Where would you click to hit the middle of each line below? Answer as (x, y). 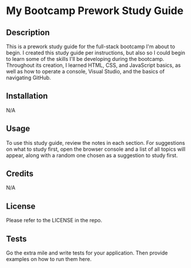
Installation (27, 96)
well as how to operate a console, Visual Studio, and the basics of (86, 71)
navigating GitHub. (29, 78)
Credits (20, 174)
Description (28, 33)
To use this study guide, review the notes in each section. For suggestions (96, 143)
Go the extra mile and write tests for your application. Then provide (87, 253)
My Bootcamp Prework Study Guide (95, 11)
